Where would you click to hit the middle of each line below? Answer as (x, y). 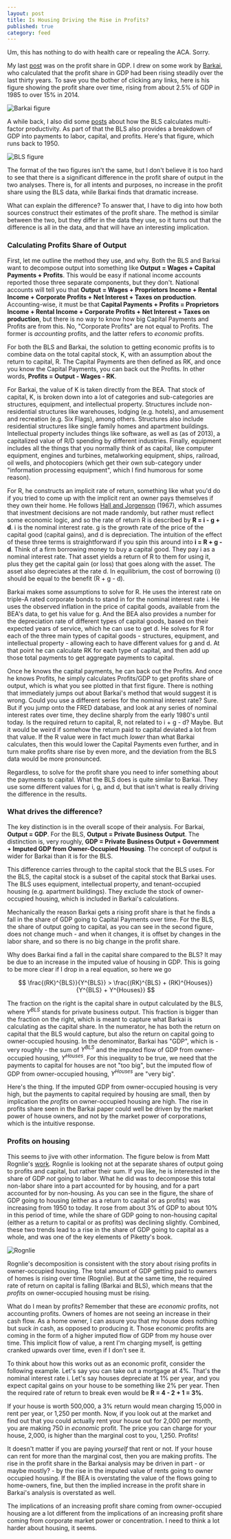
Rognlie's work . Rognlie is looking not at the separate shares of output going (115, 1164)
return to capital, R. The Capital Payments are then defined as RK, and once (114, 362)
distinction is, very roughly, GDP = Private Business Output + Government (113, 841)
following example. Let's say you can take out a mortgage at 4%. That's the (114, 1370)
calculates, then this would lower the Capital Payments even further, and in (113, 744)
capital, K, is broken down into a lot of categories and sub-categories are (111, 397)
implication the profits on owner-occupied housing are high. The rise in (108, 1102)
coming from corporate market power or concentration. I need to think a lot (113, 1520)
